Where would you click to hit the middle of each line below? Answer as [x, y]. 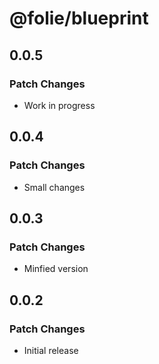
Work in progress [59, 105]
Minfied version [56, 269]
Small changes [54, 187]
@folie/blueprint [79, 18]
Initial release [51, 350]
